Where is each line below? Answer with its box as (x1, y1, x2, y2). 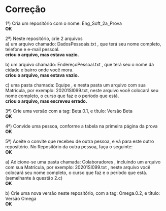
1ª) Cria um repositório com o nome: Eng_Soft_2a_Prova (5, 20, 122, 26)
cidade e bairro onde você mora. (5, 67, 74, 73)
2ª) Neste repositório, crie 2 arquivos (5, 35, 83, 41)
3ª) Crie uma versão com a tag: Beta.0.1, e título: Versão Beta (5, 108, 133, 114)
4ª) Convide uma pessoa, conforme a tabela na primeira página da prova (5, 123, 158, 129)
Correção (5, 4, 46, 15)
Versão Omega (5, 195, 37, 201)
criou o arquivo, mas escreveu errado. (5, 98, 87, 104)
